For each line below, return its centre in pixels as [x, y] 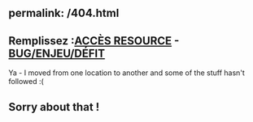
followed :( [26, 82]
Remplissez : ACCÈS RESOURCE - [94, 41]
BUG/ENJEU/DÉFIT [57, 53]
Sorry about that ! [54, 107]
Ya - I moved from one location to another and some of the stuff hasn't [127, 73]
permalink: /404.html [64, 13]
